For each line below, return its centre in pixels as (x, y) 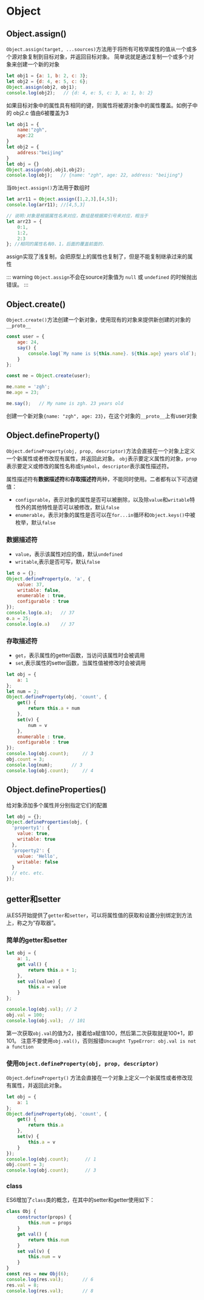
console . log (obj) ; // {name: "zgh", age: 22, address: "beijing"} (95, 175)
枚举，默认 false (35, 522)
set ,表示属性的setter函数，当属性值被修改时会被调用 (80, 662)
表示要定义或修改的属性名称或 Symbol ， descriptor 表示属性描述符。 (89, 466)
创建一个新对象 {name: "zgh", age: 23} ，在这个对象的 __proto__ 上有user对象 (102, 416)
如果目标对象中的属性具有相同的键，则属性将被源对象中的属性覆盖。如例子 (99, 105)
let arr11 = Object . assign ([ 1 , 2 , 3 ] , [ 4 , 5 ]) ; (62, 199)
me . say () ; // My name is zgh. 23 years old (65, 403)
